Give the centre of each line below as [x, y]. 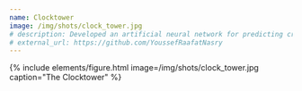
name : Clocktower [42, 17]
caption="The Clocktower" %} [66, 78]
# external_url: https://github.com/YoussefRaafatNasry [116, 42]
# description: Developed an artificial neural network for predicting [146, 34]
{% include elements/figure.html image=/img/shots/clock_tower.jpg [134, 68]
